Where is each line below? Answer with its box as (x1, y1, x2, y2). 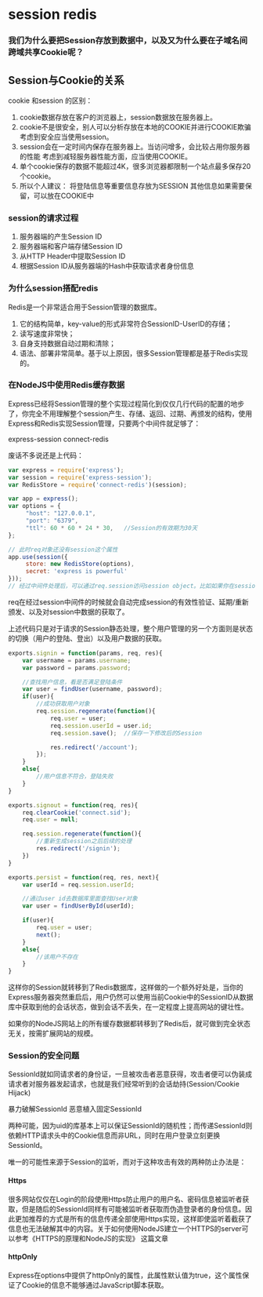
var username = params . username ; (22, 656, 131, 664)
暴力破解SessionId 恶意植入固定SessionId (8, 1105, 142, 1114)
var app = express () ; (8, 495, 79, 503)
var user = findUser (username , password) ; (22, 685, 163, 693)
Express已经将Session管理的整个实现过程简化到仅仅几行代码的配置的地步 (8, 399, 245, 408)
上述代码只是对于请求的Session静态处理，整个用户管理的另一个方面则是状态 (8, 623, 253, 633)
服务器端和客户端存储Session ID (19, 242, 123, 251)
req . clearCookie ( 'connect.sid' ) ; (22, 809, 131, 817)
